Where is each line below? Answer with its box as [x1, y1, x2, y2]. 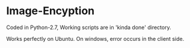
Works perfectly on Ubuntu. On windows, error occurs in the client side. [6, 35, 185, 42]
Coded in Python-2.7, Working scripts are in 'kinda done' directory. [6, 24, 171, 31]
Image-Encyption [6, 4, 95, 18]
